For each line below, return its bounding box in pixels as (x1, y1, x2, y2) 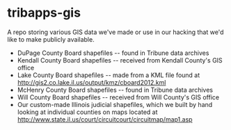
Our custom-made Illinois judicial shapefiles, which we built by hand (17, 100, 213, 108)
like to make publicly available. (7, 35, 95, 43)
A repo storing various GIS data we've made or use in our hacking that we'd (7, 28, 224, 36)
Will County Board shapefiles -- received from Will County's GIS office (17, 92, 220, 101)
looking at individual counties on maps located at (17, 108, 158, 116)
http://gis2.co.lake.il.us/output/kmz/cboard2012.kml (17, 78, 166, 86)
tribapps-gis (7, 5, 81, 21)
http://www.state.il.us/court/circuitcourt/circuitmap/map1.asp (17, 115, 193, 123)
